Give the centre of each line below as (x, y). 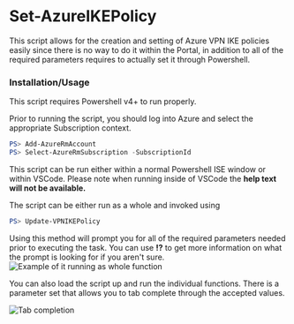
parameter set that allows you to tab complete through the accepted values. (147, 292)
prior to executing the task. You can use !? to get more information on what (146, 247)
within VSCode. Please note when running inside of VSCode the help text (143, 178)
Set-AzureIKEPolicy (83, 16)
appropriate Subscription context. (70, 128)
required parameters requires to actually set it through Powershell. (130, 59)
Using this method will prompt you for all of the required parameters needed (147, 238)
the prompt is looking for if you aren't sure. (87, 257)
